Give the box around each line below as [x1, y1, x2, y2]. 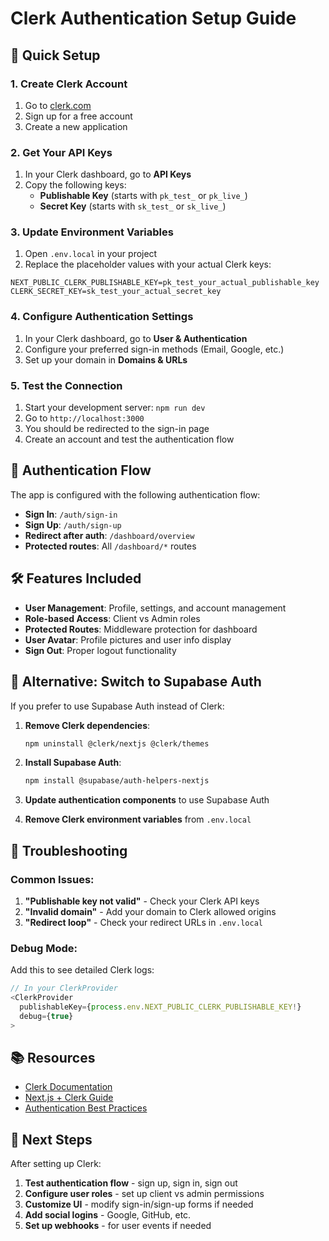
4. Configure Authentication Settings [10, 310, 194, 324]
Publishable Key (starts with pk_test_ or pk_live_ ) [39, 190, 248, 202]
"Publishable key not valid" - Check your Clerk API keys [24, 895, 260, 907]
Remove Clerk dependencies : [24, 719, 151, 731]
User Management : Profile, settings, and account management [24, 602, 287, 614]
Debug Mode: [10, 941, 78, 955]
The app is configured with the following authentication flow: [10, 488, 261, 501]
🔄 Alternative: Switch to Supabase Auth [10, 673, 262, 691]
